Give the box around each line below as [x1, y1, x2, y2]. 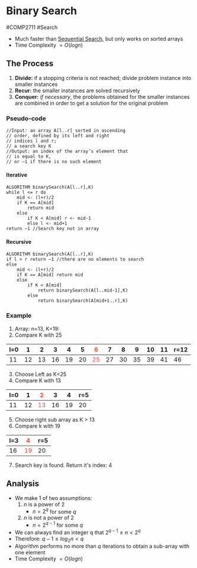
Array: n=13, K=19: [14, 325, 60, 332]
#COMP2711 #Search [6, 24, 58, 31]
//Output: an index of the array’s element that [6, 149, 128, 154]
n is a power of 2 [23, 501, 65, 508]
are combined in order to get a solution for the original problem [14, 99, 169, 106]
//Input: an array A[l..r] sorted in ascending [6, 128, 126, 134]
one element [14, 549, 46, 556]
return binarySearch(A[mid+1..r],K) [37, 298, 128, 304]
